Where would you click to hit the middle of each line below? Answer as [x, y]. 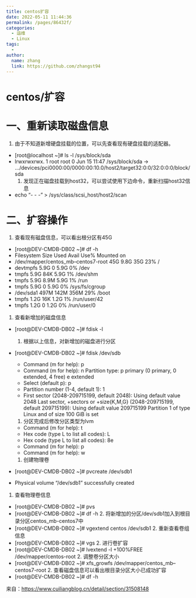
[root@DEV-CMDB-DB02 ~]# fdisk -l [59, 329]
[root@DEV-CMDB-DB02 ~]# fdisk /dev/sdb [68, 353]
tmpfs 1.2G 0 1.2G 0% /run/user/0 [55, 305]
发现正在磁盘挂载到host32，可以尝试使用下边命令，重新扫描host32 [104, 181]
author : [16, 55]
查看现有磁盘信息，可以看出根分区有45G [63, 238]
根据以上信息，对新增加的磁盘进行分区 [69, 342]
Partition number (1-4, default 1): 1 [64, 389]
